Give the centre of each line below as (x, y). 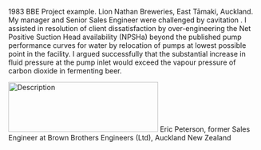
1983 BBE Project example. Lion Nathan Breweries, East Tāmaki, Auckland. (131, 12)
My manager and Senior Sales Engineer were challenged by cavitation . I (128, 20)
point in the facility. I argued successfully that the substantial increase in (127, 54)
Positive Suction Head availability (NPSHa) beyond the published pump (125, 37)
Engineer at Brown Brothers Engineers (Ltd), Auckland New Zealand (120, 138)
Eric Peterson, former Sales (205, 129)
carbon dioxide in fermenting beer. (65, 71)
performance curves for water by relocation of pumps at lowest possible (127, 45)
